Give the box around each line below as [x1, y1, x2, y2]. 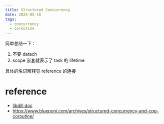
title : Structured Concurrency [5, 7, 70, 13]
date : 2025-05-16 [5, 12, 41, 17]
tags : [5, 17, 16, 22]
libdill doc [12, 102, 32, 108]
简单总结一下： [5, 41, 36, 47]
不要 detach [12, 51, 37, 57]
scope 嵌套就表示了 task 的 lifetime [12, 57, 85, 63]
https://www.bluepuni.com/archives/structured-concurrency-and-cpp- [12, 108, 159, 114]
